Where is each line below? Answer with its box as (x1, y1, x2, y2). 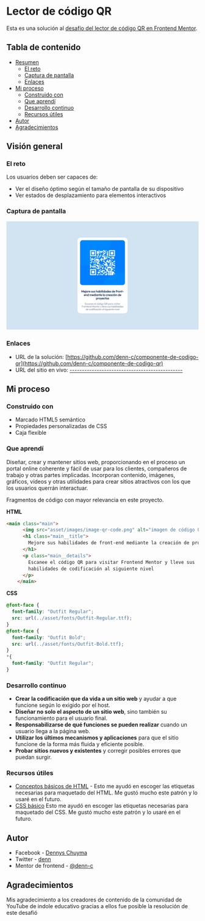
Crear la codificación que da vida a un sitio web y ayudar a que (15, 695, 177, 703)
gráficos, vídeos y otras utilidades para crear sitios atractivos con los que (6, 478, 191, 485)
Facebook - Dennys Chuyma (15, 849, 87, 857)
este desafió (6, 909, 38, 917)
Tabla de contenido (6, 42, 81, 53)
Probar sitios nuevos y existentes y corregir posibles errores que (15, 747, 181, 755)
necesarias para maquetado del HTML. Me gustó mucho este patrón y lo (15, 789, 198, 796)
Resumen (15, 58, 40, 65)
